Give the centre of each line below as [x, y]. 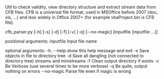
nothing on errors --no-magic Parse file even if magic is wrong [68, 71]
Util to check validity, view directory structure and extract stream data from [81, 7]
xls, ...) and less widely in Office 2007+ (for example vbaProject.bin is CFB [80, 17]
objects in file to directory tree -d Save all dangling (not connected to [74, 56]
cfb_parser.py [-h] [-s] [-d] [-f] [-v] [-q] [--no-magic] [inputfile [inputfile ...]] [82, 32]
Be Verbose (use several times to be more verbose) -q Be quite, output [76, 66]
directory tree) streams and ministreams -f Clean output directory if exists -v [82, 61]
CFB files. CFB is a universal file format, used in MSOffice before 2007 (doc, [82, 12]
